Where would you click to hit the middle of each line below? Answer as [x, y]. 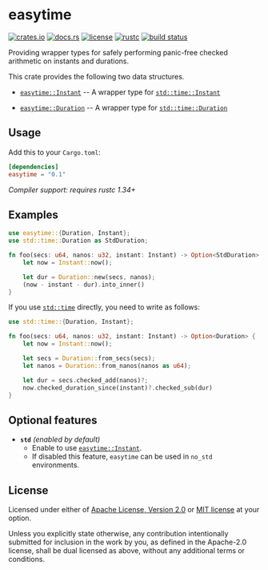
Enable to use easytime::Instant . [87, 448]
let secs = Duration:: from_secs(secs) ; [89, 358]
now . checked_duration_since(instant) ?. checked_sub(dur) [118, 388]
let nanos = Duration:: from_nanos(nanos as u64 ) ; [107, 366]
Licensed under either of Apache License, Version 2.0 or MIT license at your [134, 510]
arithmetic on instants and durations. [69, 61]
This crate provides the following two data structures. [96, 76]
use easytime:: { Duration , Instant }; [69, 233]
